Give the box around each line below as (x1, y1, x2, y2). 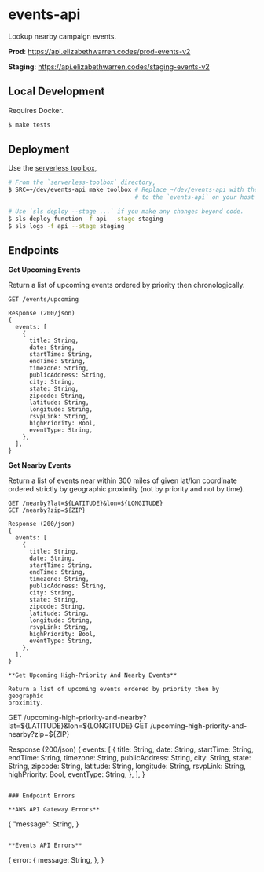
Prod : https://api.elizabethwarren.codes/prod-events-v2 (8, 46, 191, 56)
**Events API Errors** (8, 841, 82, 849)
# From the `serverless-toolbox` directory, (8, 178, 156, 186)
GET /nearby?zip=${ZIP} (8, 506, 86, 514)
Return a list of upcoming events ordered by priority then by (8, 685, 220, 693)
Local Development (8, 85, 105, 98)
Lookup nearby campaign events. (8, 31, 117, 41)
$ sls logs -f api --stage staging (8, 222, 125, 230)
